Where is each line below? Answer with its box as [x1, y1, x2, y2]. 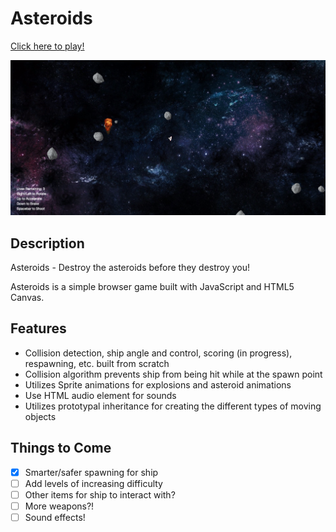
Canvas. [10, 292, 45, 304]
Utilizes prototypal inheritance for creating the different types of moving [24, 400, 322, 412]
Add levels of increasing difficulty [24, 477, 163, 489]
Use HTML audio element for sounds [24, 389, 177, 401]
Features [10, 320, 67, 337]
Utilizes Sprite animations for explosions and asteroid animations [24, 378, 292, 391]
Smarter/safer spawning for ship [24, 466, 159, 478]
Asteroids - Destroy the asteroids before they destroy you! [10, 262, 251, 274]
